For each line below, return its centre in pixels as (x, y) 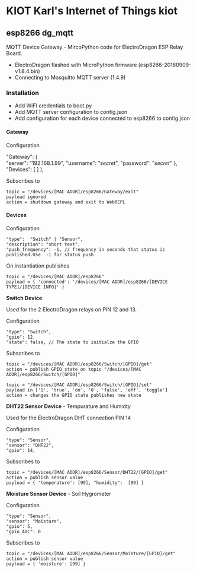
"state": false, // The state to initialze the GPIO (72, 342)
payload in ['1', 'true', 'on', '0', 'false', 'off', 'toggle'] (87, 390)
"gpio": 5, (20, 526)
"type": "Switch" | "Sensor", (45, 239)
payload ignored (26, 197)
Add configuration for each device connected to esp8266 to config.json (102, 118)
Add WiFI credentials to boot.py (53, 106)
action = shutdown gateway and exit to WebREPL (66, 202)
